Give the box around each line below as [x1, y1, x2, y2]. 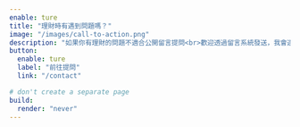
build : [9, 96, 34, 105]
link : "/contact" [17, 72, 82, 80]
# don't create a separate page [9, 87, 129, 97]
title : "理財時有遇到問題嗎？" [9, 21, 112, 30]
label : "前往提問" [17, 63, 80, 72]
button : [9, 47, 38, 55]
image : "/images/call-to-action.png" [9, 30, 150, 38]
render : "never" [17, 104, 78, 113]
